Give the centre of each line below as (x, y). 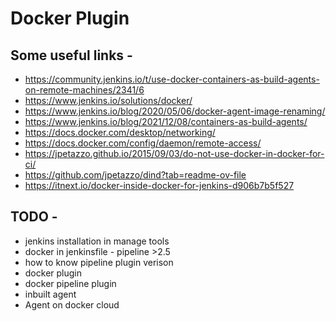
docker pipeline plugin (70, 283)
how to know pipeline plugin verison (99, 262)
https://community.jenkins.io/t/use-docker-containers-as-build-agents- (172, 79)
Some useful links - (71, 55)
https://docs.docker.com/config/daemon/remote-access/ (143, 143)
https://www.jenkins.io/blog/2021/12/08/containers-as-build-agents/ (166, 121)
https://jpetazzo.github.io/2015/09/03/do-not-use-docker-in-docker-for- (174, 153)
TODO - (34, 217)
